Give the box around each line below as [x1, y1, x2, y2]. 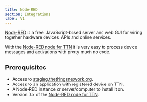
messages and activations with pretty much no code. [5, 49, 111, 55]
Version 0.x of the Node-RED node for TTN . [12, 92, 99, 98]
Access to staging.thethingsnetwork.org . [12, 76, 93, 82]
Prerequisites [5, 63, 46, 71]
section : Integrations [5, 12, 51, 17]
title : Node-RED [5, 7, 38, 12]
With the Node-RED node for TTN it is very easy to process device [5, 44, 138, 50]
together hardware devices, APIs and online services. [5, 34, 112, 40]
